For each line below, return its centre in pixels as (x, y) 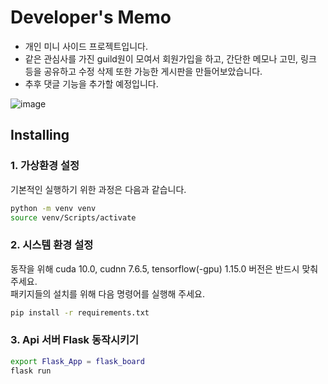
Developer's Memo (91, 17)
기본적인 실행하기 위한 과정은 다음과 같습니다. (98, 189)
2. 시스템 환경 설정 (52, 245)
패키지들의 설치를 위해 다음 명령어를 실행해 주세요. (108, 293)
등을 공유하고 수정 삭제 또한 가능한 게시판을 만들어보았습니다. (143, 71)
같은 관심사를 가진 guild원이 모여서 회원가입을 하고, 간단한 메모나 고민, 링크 (170, 58)
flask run (31, 371)
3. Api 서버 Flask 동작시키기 (75, 340)
